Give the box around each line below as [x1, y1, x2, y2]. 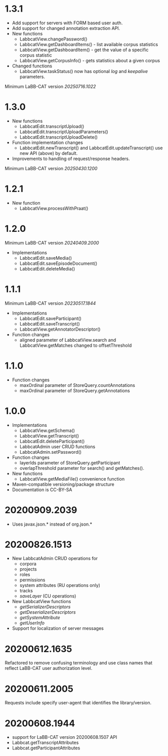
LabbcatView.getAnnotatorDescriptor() [19, 326, 101, 332]
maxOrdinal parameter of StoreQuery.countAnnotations [19, 382, 135, 388]
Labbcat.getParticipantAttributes [12, 745, 80, 751]
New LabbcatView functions [12, 599, 71, 605]
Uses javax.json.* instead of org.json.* [12, 521, 93, 527]
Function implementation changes [12, 139, 83, 145]
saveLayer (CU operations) [19, 593, 76, 599]
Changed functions [12, 63, 53, 69]
